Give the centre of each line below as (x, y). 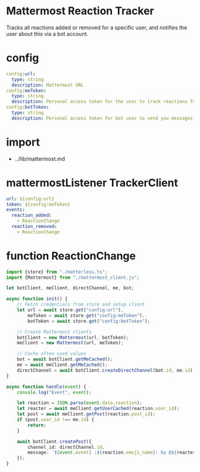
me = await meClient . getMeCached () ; (62, 365)
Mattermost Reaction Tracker (80, 11)
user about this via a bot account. (47, 33)
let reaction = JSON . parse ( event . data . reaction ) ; (80, 403)
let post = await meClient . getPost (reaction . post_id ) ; (86, 414)
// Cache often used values (51, 354)
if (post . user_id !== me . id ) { (56, 420)
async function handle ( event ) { (46, 387)
